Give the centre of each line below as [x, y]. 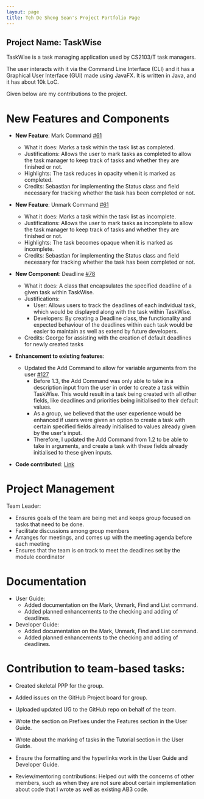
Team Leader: [24, 506]
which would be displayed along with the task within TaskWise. [112, 312]
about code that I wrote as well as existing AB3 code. [82, 789]
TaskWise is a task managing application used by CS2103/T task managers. [101, 57]
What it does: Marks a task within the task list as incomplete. [100, 217]
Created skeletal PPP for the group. [59, 686]
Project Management [60, 489]
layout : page [23, 12]
